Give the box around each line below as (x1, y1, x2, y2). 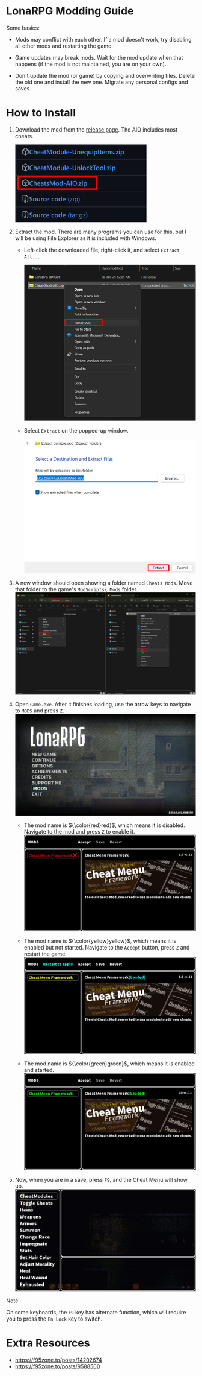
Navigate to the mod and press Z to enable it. (23, 828, 135, 835)
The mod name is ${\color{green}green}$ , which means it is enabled (23, 1060, 195, 1067)
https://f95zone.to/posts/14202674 (14, 1356, 102, 1363)
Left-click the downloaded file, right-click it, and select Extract (23, 246, 180, 253)
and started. (23, 1067, 54, 1074)
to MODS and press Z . (14, 707, 64, 714)
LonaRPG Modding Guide (6, 4, 134, 18)
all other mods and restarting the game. (14, 42, 113, 49)
